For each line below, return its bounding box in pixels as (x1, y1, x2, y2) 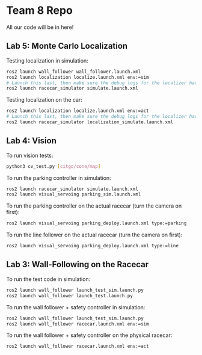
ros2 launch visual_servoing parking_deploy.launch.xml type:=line (6, 243, 179, 249)
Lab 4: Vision (6, 136, 57, 146)
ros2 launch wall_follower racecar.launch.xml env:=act (6, 344, 149, 350)
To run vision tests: (6, 152, 54, 159)
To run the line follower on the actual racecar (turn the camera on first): (6, 231, 183, 238)
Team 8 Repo (6, 4, 73, 17)
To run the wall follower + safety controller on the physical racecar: (6, 332, 173, 339)
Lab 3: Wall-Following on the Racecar (6, 259, 149, 270)
